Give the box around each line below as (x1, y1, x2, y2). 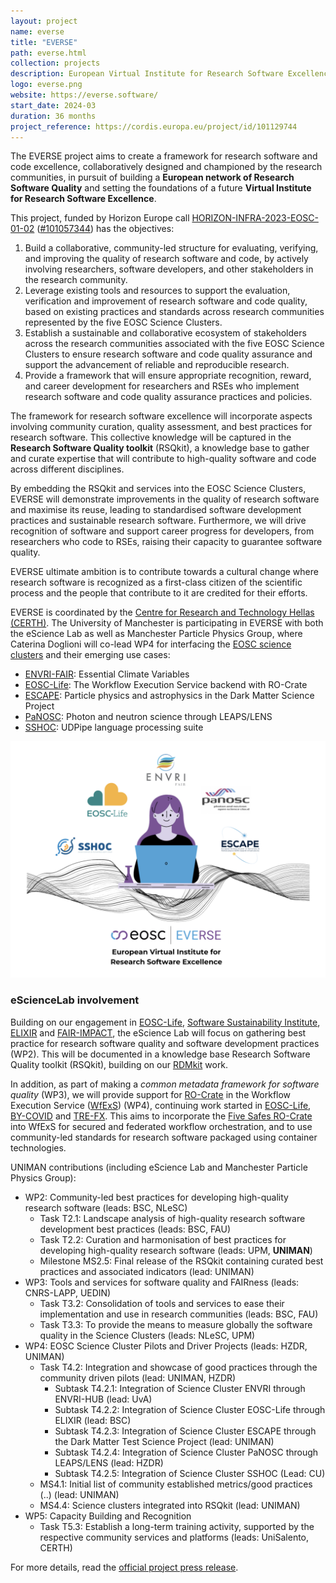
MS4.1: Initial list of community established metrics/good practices (39, 1478, 313, 1490)
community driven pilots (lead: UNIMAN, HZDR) (39, 1371, 237, 1384)
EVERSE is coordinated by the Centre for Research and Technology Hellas (10, 606, 315, 619)
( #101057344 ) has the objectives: (36, 223, 175, 235)
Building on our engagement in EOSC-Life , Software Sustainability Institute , (10, 1016, 321, 1028)
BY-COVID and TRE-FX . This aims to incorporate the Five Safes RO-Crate (10, 1110, 313, 1122)
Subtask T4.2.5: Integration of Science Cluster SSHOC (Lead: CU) (54, 1467, 326, 1479)
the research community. (24, 274, 128, 286)
